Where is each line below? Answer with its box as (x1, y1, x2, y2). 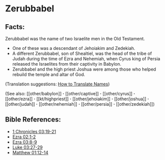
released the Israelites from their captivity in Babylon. (12, 61, 121, 67)
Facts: (5, 23, 25, 31)
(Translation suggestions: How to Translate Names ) (5, 81, 110, 87)
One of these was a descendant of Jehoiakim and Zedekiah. (12, 45, 135, 51)
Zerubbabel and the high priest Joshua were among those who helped (12, 66, 156, 72)
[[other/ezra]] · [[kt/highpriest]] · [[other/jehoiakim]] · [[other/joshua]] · (5, 96, 149, 102)
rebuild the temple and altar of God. (12, 72, 85, 77)
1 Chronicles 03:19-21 (12, 128, 56, 134)
